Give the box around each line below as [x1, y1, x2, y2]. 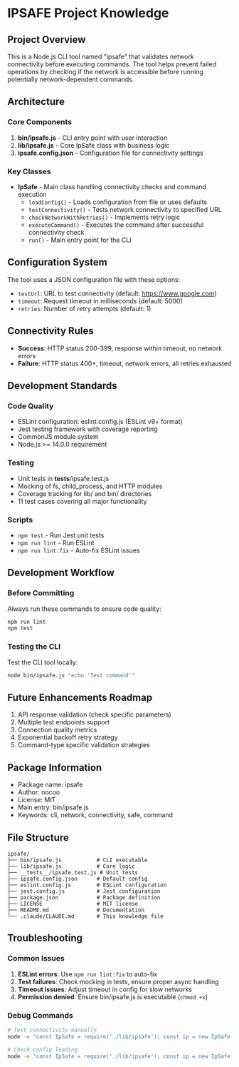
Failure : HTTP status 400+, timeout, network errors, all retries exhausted [17, 359, 232, 368]
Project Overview [7, 34, 86, 46]
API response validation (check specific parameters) [17, 710, 172, 719]
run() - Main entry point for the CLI [28, 236, 132, 244]
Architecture [7, 96, 65, 108]
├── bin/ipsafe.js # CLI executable [7, 856, 148, 864]
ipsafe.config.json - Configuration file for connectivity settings [17, 148, 204, 157]
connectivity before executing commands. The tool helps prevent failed [7, 60, 217, 69]
